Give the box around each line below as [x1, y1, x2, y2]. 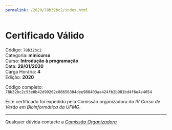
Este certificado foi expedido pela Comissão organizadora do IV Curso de [5, 98, 160, 104]
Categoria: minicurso [5, 52, 51, 58]
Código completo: [5, 84, 44, 90]
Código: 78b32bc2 [5, 47, 42, 53]
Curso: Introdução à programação [5, 58, 78, 64]
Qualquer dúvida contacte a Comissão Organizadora [5, 119, 117, 125]
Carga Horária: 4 [5, 68, 41, 75]
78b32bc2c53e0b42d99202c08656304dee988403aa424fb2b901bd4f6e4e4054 [5, 89, 153, 95]
